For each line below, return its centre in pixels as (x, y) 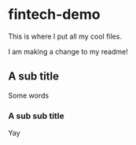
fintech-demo (54, 15)
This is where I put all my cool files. (65, 36)
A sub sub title (36, 116)
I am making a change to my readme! (68, 51)
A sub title (34, 76)
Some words (29, 95)
